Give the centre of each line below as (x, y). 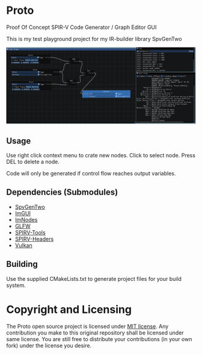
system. (16, 285)
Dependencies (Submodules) (62, 193)
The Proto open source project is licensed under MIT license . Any (87, 326)
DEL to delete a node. (33, 162)
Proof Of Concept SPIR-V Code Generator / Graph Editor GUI (81, 27)
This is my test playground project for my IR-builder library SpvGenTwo (94, 39)
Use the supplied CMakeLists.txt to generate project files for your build (94, 278)
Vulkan (23, 245)
